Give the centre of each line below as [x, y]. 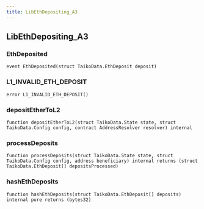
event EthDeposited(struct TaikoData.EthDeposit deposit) [82, 67]
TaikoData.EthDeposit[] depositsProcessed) [63, 166]
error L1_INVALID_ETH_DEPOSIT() [47, 94]
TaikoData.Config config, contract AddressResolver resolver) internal [99, 128]
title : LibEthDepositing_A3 [42, 12]
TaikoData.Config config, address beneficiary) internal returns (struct [102, 161]
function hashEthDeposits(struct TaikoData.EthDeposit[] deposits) [94, 194]
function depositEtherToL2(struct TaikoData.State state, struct [91, 122]
